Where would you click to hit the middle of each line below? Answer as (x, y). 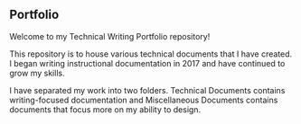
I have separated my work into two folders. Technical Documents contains (147, 90)
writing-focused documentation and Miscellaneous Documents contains (144, 100)
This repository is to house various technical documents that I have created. (151, 54)
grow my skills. (37, 73)
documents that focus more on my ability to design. (105, 109)
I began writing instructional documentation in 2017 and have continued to (147, 63)
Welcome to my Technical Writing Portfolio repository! (110, 36)
